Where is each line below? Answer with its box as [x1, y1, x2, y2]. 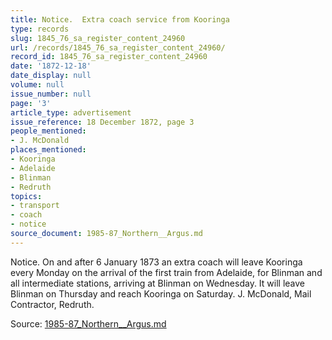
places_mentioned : [10, 145, 87, 155]
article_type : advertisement [10, 107, 132, 118]
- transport [10, 201, 60, 211]
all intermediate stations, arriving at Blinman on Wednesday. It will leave [10, 277, 306, 289]
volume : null [10, 80, 65, 90]
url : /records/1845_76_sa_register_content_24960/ [10, 42, 226, 53]
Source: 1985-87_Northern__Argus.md [10, 317, 167, 330]
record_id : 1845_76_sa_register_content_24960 [10, 52, 208, 62]
